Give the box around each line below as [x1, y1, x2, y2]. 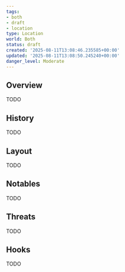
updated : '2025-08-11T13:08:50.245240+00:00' [6, 53, 120, 59]
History [6, 113, 34, 123]
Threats [6, 212, 36, 222]
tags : [6, 8, 19, 15]
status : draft [6, 42, 41, 48]
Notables [6, 179, 41, 189]
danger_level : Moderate [6, 58, 65, 64]
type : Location [6, 31, 44, 37]
